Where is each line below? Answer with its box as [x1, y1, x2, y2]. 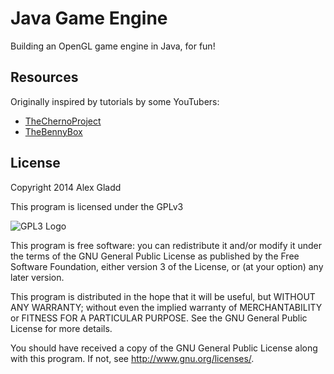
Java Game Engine [10, 7, 168, 30]
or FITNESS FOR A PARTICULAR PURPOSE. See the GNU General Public [10, 312, 308, 324]
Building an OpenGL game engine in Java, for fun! [10, 40, 216, 52]
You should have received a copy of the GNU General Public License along [10, 342, 318, 354]
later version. [10, 271, 65, 283]
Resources [10, 69, 79, 86]
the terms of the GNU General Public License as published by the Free [10, 250, 300, 262]
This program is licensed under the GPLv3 [10, 200, 184, 212]
